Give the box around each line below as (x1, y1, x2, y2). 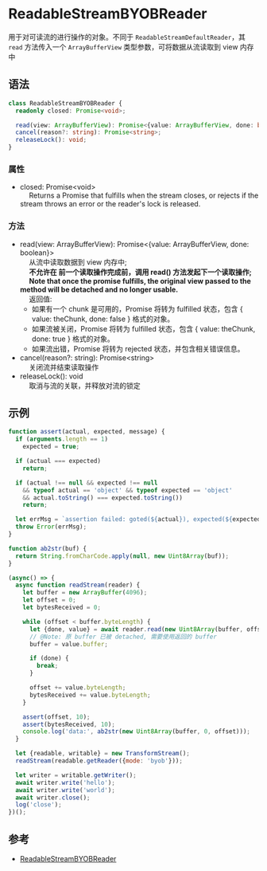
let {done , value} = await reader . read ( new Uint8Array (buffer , (29, 625, 244, 634)
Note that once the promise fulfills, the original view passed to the (29, 276, 252, 285)
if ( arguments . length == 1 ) (15, 435, 109, 443)
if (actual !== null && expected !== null (15, 479, 158, 487)
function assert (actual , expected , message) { (8, 428, 165, 436)
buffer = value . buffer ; (29, 640, 109, 648)
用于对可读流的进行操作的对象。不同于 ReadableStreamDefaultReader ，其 (8, 32, 246, 41)
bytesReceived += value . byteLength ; (29, 691, 151, 699)
